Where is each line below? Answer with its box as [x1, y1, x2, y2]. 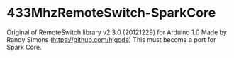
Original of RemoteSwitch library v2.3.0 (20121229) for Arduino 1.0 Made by [6, 28, 228, 36]
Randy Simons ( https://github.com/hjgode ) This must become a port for [6, 35, 216, 43]
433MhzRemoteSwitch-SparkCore [6, 5, 216, 21]
